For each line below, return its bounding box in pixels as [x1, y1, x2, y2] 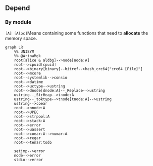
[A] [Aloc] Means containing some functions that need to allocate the [5, 30, 149, 36]
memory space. [5, 35, 37, 41]
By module [5, 19, 32, 26]
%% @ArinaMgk [14, 53, 41, 58]
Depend [5, 4, 30, 12]
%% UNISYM [14, 49, 35, 54]
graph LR [5, 44, 23, 50]
